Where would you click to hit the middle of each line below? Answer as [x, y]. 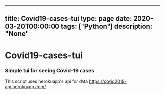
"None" [17, 34]
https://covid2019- [108, 81]
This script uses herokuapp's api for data [47, 81]
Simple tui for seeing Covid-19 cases [50, 70]
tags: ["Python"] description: [107, 26]
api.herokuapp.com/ [26, 86]
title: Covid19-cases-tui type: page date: [69, 18]
